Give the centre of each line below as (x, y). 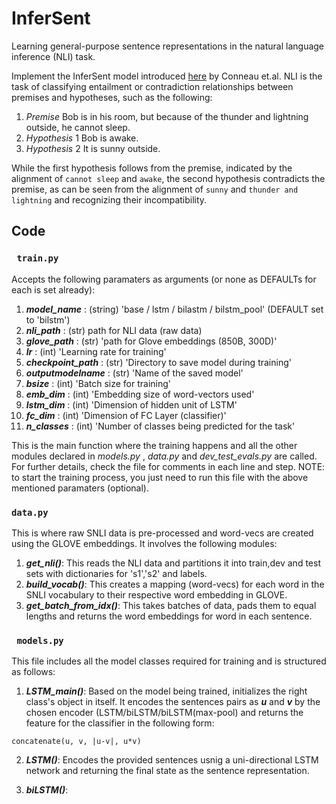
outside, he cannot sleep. (78, 127)
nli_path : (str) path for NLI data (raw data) (114, 330)
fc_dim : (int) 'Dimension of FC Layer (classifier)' (126, 415)
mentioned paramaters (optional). (80, 488)
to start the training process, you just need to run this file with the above (160, 477)
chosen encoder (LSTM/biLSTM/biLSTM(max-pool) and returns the (164, 713)
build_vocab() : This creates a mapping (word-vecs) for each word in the (175, 584)
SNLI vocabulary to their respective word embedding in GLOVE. (156, 594)
